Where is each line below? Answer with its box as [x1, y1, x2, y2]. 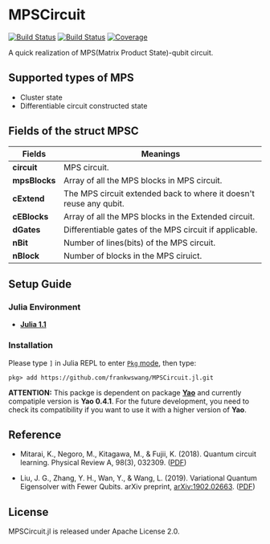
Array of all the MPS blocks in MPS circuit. [63, 174, 223, 186]
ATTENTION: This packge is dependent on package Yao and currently [8, 387, 242, 397]
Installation [8, 340, 54, 351]
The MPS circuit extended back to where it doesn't [63, 187, 256, 198]
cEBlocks [12, 211, 49, 222]
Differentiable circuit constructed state [19, 100, 148, 110]
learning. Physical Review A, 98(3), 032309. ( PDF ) [19, 458, 187, 468]
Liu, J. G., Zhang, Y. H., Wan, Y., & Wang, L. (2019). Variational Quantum [19, 473, 257, 483]
